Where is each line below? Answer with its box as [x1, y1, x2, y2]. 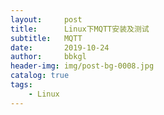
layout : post [10, 14, 83, 25]
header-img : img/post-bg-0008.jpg [10, 61, 155, 71]
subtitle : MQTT [10, 33, 83, 43]
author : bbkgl [10, 52, 87, 62]
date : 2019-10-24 [10, 42, 110, 53]
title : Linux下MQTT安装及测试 [10, 24, 150, 34]
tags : [10, 80, 33, 90]
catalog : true [10, 71, 70, 81]
